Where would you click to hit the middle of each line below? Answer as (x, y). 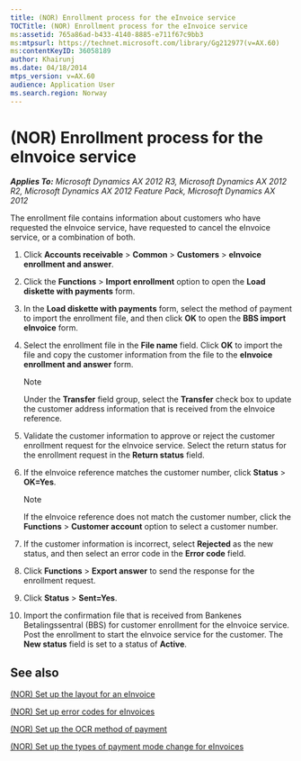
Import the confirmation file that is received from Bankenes (132, 616)
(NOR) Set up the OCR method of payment (89, 729)
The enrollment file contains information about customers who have (136, 218)
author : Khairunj (43, 59)
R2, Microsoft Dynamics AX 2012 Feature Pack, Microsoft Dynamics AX (143, 191)
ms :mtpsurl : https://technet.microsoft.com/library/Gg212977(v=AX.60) (145, 43)
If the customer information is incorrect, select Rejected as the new (148, 544)
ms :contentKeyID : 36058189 (61, 51)
